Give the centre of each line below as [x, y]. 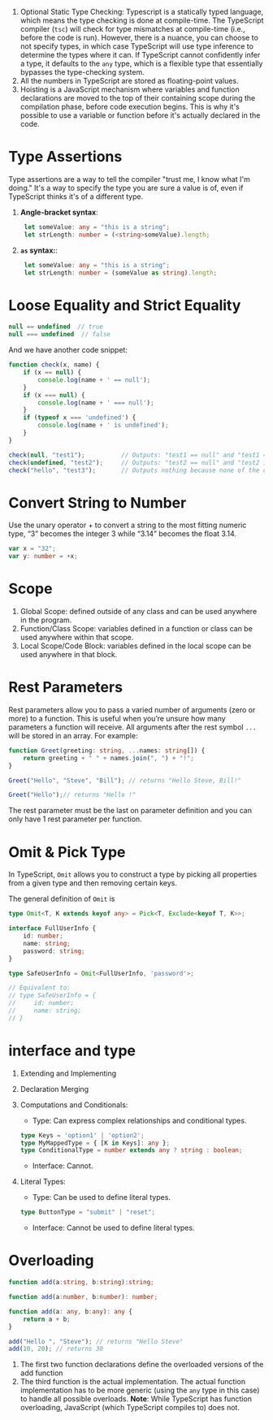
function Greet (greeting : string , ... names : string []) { [107, 751]
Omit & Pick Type [67, 852]
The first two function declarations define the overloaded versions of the [142, 1365]
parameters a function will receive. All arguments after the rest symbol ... [132, 727]
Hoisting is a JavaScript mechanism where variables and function [130, 89]
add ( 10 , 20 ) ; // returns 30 [56, 1349]
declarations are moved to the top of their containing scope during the [138, 98]
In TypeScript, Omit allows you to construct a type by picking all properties [133, 875]
